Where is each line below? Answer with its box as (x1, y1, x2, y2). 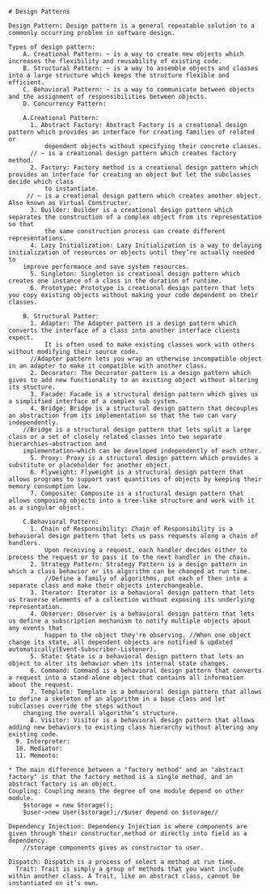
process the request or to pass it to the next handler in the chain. (8, 553, 251, 561)
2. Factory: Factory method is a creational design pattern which (29, 164, 259, 172)
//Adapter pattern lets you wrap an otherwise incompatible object (29, 355, 263, 363)
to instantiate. (44, 185, 99, 193)
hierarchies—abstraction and (8, 440, 107, 448)
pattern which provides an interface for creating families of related (8, 128, 255, 136)
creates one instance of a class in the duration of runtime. (8, 277, 222, 285)
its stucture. (8, 383, 57, 391)
